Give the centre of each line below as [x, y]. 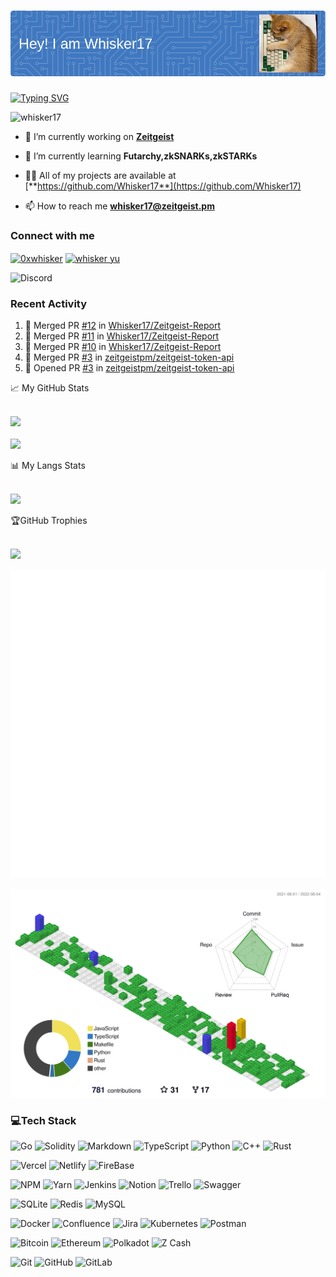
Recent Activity [49, 303]
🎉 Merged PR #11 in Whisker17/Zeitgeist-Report [122, 336]
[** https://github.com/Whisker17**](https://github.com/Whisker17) [163, 186]
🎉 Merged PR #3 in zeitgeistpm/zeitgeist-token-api [129, 357]
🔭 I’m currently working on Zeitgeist [99, 136]
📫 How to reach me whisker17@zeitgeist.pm [119, 206]
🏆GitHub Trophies [49, 521]
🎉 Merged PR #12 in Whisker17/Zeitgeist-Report [122, 326]
